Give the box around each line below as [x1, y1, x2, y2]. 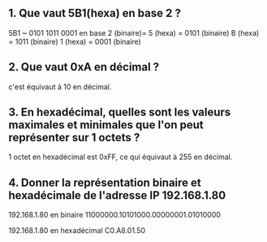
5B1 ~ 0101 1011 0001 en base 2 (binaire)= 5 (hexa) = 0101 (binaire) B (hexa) [8, 28, 260, 37]
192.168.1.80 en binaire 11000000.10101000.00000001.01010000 [8, 210, 222, 220]
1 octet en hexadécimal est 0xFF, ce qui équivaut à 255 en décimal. [8, 152, 233, 162]
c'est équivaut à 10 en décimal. [8, 81, 112, 92]
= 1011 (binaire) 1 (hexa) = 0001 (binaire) [8, 37, 142, 46]
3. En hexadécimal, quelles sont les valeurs [8, 106, 231, 119]
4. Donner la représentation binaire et [8, 175, 201, 189]
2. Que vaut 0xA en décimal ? [8, 60, 160, 74]
